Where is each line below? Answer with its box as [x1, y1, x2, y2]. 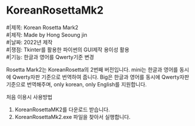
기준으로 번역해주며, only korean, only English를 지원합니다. [6, 80, 147, 88]
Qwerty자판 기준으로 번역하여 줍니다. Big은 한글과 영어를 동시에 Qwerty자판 [12, 73, 190, 80]
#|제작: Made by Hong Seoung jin [6, 31, 87, 38]
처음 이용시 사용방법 [6, 93, 52, 101]
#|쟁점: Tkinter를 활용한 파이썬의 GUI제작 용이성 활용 [6, 46, 130, 53]
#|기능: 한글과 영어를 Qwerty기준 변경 [6, 53, 95, 60]
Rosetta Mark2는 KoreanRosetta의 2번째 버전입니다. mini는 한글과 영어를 [6, 66, 178, 73]
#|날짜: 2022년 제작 [6, 38, 53, 46]
